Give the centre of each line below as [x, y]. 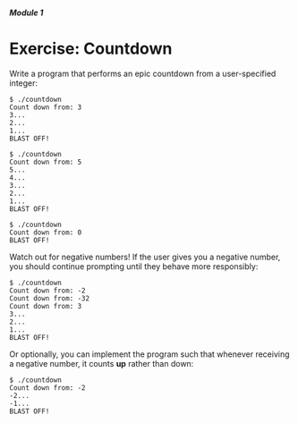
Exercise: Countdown [91, 48]
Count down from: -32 [50, 298]
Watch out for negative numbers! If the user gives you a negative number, [145, 257]
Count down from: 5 [46, 162]
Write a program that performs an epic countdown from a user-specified [143, 73]
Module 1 [26, 13]
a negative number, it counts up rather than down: [102, 363]
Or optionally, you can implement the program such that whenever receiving [149, 354]
